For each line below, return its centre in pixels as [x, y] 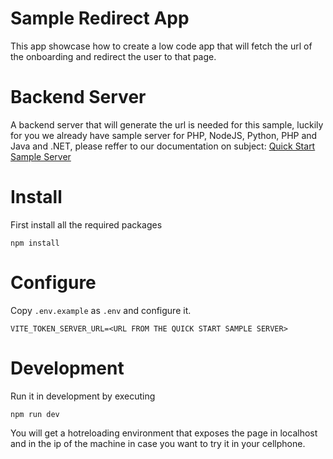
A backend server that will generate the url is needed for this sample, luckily [167, 124]
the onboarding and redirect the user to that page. [113, 56]
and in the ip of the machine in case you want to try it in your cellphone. [158, 443]
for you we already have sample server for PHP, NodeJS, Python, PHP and [164, 135]
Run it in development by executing [83, 396]
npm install [35, 243]
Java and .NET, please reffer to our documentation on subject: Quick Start [163, 146]
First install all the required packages [86, 224]
